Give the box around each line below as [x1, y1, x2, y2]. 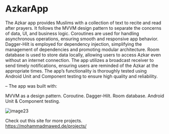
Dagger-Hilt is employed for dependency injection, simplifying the [5, 41, 142, 47]
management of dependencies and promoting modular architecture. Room [5, 46, 160, 52]
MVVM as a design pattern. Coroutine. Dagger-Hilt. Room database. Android [5, 93, 164, 99]
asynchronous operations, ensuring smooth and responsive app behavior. [5, 36, 159, 42]
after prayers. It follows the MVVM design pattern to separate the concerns [5, 25, 161, 31]
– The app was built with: [5, 83, 58, 89]
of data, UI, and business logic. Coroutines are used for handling [5, 30, 140, 36]
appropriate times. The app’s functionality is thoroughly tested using [5, 68, 147, 74]
